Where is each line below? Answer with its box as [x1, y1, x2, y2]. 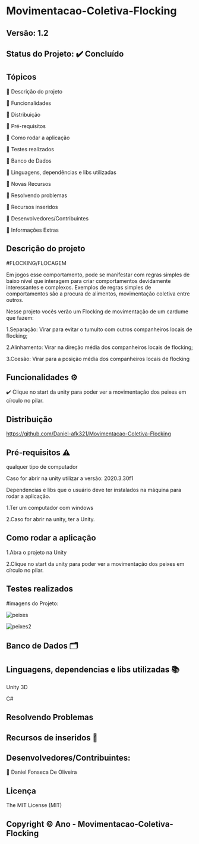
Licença [6, 786, 37, 796]
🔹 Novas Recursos [6, 180, 52, 187]
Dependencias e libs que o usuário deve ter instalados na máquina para [6, 487, 182, 494]
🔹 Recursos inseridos [6, 203, 58, 210]
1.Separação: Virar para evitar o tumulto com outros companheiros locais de [6, 326, 192, 333]
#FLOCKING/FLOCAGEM [6, 259, 67, 266]
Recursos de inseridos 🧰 [6, 733, 98, 743]
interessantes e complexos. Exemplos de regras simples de [6, 284, 151, 291]
